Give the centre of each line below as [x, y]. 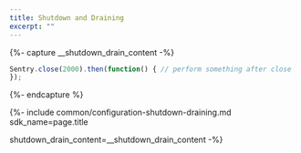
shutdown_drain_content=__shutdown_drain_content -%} [116, 140]
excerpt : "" [32, 26]
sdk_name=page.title [49, 122]
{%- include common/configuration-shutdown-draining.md [120, 112]
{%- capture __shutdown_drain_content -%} [92, 52]
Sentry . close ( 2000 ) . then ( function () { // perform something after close [150, 69]
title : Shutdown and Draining [67, 18]
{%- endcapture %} [47, 95]
